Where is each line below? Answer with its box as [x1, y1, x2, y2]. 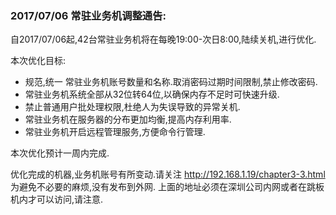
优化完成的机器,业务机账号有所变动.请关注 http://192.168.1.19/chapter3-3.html [10, 168, 326, 181]
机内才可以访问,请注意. [10, 193, 104, 206]
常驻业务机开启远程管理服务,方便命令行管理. [24, 126, 206, 138]
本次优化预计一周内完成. [10, 147, 110, 159]
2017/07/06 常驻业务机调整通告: [10, 8, 167, 22]
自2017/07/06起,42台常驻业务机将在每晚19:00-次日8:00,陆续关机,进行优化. [10, 33, 317, 46]
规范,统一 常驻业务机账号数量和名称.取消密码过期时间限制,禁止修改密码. [24, 76, 318, 88]
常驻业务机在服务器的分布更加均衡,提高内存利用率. [24, 113, 232, 126]
